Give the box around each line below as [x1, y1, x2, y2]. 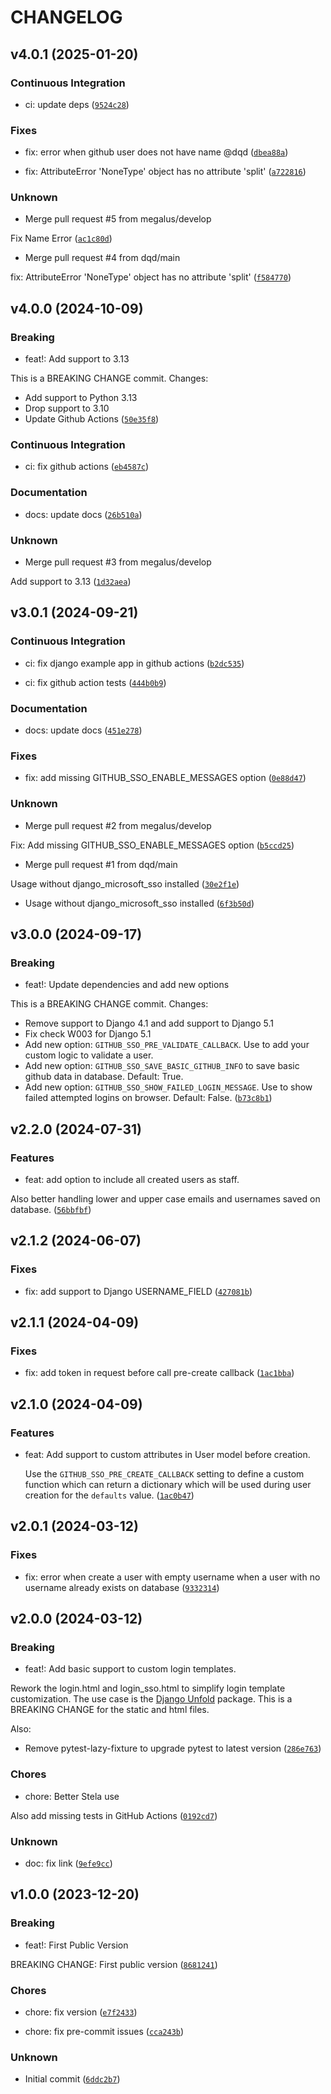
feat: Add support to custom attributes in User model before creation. [24, 1449, 311, 1461]
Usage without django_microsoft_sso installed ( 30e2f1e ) [10, 877, 240, 890]
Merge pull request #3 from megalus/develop [24, 556, 212, 568]
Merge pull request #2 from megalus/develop [24, 819, 212, 831]
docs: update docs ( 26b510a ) [24, 508, 143, 520]
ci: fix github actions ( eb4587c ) [24, 461, 150, 473]
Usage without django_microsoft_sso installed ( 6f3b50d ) [24, 897, 255, 909]
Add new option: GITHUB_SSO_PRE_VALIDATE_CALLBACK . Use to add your [24, 1039, 310, 1051]
